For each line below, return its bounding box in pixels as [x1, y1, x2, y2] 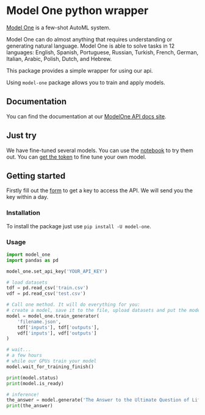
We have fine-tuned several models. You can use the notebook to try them [6, 146, 193, 154]
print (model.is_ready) [6, 380, 64, 386]
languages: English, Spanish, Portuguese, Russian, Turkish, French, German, [6, 48, 199, 56]
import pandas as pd [6, 257, 59, 263]
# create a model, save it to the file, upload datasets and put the [6, 308, 187, 314]
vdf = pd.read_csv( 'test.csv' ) [6, 290, 86, 297]
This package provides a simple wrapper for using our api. [6, 67, 153, 74]
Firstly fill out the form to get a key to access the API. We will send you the [6, 187, 193, 194]
